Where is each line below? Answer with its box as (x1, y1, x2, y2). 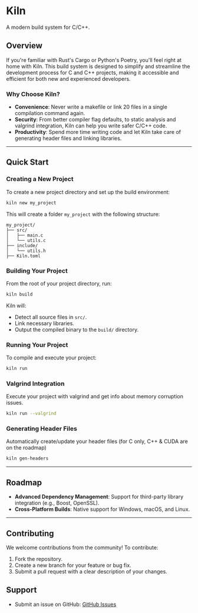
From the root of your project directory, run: (6, 280, 112, 287)
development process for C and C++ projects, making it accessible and (6, 69, 179, 76)
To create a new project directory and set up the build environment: (6, 188, 170, 195)
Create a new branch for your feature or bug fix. (14, 562, 131, 569)
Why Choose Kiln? (6, 90, 60, 98)
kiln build (6, 291, 33, 297)
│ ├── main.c (6, 232, 44, 238)
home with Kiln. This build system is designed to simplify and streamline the (6, 63, 190, 70)
